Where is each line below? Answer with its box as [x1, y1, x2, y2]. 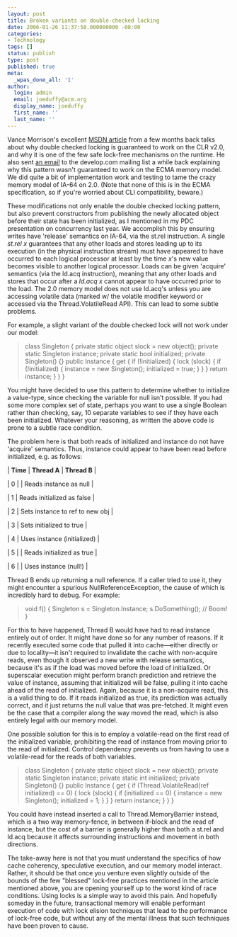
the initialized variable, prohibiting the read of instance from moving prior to [7, 737, 228, 746]
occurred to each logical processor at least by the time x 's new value [7, 254, 209, 263]
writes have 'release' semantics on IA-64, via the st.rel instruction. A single [7, 232, 225, 240]
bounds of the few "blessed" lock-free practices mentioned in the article [7, 876, 219, 885]
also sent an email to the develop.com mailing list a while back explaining [7, 157, 221, 166]
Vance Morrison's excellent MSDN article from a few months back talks [7, 135, 216, 144]
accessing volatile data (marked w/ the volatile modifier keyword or [7, 292, 203, 300]
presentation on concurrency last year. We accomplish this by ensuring [7, 224, 215, 232]
